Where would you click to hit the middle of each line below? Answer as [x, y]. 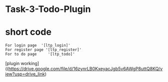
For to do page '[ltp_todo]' [40, 54]
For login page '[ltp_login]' [38, 45]
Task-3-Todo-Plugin [48, 9]
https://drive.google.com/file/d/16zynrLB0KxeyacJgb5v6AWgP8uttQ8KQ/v [86, 69]
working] [30, 63]
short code [28, 32]
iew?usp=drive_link [25, 74]
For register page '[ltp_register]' [43, 50]
